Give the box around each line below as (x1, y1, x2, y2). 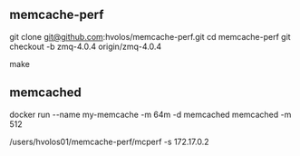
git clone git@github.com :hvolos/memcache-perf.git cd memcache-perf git (9, 31, 292, 42)
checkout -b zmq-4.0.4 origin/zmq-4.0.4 (9, 41, 161, 52)
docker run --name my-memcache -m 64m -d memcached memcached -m (9, 109, 292, 120)
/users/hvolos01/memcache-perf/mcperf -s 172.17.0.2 (9, 136, 209, 147)
